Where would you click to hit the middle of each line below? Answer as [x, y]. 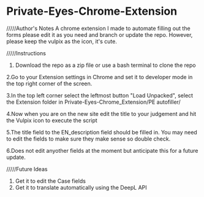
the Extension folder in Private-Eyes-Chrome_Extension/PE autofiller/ [93, 102]
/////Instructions [26, 53]
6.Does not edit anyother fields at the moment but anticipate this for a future [102, 150]
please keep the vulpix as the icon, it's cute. [62, 41]
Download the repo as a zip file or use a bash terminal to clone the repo [105, 65]
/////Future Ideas [27, 169]
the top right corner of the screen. [49, 83]
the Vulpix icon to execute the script [52, 120]
